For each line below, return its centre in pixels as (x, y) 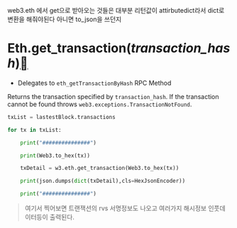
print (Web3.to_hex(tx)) (55, 155)
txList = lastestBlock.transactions (61, 117)
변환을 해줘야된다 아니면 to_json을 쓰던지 (65, 19)
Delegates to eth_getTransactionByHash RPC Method (94, 83)
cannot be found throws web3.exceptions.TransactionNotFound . (100, 104)
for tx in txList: (34, 130)
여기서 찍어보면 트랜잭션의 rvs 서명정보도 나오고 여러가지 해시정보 (116, 208)
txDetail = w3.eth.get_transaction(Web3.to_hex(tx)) (100, 169)
